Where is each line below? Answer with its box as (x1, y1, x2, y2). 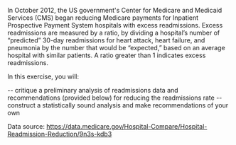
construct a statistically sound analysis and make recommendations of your (7, 101, 229, 109)
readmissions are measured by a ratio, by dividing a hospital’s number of (7, 28, 220, 37)
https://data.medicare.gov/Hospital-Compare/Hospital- (45, 122, 208, 130)
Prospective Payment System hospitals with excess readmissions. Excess (7, 21, 223, 29)
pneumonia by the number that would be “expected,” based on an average (7, 44, 225, 52)
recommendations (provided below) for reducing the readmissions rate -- (7, 93, 222, 102)
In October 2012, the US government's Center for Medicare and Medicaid (7, 6, 222, 14)
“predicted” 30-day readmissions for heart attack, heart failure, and (7, 36, 205, 45)
